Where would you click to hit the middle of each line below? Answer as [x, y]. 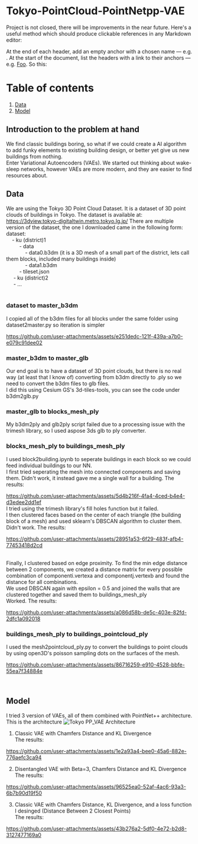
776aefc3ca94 [24, 757]
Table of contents [50, 88]
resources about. [27, 175]
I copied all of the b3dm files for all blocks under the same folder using [92, 318]
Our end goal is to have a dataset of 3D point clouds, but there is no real [94, 371]
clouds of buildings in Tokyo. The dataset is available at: [74, 214]
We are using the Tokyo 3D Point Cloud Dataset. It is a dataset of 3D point [96, 208]
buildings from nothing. [35, 156]
